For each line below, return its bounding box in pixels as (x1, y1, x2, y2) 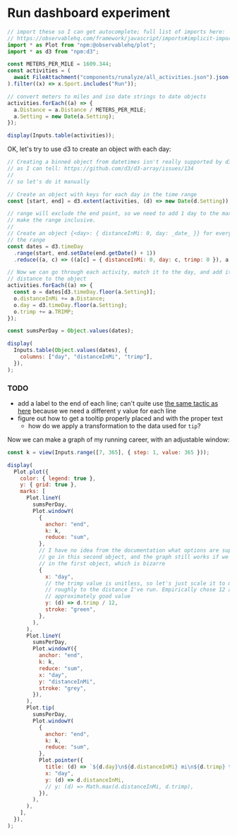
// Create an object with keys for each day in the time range (7, 190, 197, 198)
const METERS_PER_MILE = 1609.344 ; (7, 61, 112, 68)
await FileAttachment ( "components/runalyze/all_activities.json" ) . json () (13, 74, 235, 81)
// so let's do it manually (7, 178, 90, 185)
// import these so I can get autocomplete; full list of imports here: (7, 28, 226, 35)
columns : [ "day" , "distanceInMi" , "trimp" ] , (20, 353, 153, 361)
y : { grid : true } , (20, 481, 78, 488)
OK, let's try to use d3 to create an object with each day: (7, 145, 171, 153)
